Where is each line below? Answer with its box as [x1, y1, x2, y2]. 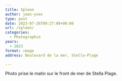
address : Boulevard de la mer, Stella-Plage [5, 53, 98, 58]
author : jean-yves [5, 12, 43, 17]
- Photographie [9, 35, 41, 40]
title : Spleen [5, 7, 35, 12]
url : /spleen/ [5, 26, 35, 30]
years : [5, 39, 19, 44]
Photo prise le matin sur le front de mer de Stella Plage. [5, 71, 118, 77]
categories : [5, 30, 30, 35]
